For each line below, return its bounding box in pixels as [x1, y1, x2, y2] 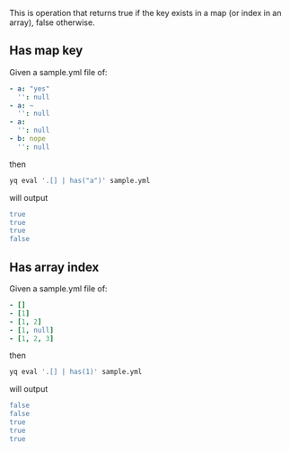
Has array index [9, 259, 100, 274]
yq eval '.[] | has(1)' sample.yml [9, 368, 143, 377]
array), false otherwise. [9, 17, 96, 28]
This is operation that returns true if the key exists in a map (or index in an [9, 8, 282, 18]
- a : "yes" [9, 84, 50, 93]
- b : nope [9, 134, 47, 143]
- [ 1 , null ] [9, 325, 54, 334]
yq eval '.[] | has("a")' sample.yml [9, 176, 151, 185]
